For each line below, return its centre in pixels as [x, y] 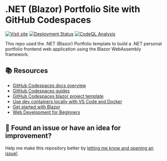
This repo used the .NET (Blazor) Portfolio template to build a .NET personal [83, 43]
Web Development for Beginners [46, 112]
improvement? [28, 136]
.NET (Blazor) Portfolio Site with [73, 9]
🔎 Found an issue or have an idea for [63, 128]
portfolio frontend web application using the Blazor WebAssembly [73, 49]
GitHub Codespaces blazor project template [58, 96]
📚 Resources [27, 71]
